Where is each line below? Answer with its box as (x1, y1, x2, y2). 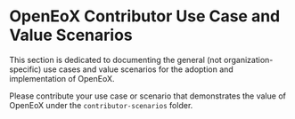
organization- (224, 54, 274, 65)
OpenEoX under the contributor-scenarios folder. (9, 99, 193, 110)
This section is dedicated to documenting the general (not (9, 54, 223, 65)
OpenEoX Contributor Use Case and (9, 6, 281, 27)
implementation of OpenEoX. (9, 73, 115, 83)
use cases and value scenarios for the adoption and (43, 64, 234, 75)
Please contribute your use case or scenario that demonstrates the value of (9, 91, 287, 101)
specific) (9, 64, 42, 75)
